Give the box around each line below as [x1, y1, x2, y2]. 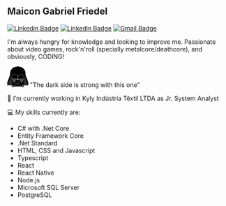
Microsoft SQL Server [17, 183, 80, 191]
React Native [17, 168, 54, 177]
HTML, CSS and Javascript [17, 146, 96, 154]
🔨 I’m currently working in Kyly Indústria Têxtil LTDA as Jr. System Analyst [7, 94, 220, 102]
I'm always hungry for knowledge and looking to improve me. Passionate [7, 38, 216, 46]
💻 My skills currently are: [7, 108, 81, 116]
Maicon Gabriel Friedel [7, 6, 108, 17]
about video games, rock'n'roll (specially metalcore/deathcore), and [7, 45, 203, 53]
